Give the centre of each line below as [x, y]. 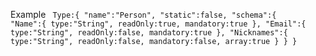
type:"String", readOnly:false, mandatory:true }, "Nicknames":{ [149, 33]
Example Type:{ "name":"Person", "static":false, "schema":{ [143, 14]
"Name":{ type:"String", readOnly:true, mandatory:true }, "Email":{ [158, 24]
